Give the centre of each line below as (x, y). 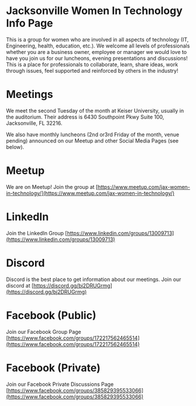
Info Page (30, 23)
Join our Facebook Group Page (44, 331)
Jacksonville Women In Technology (94, 11)
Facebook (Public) (51, 315)
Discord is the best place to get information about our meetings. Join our (94, 279)
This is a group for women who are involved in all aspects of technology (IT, (97, 39)
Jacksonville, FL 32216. (34, 123)
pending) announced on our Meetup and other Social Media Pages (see (92, 141)
